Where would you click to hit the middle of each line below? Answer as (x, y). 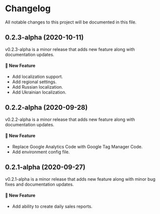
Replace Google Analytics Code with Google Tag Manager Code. (77, 146)
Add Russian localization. (37, 87)
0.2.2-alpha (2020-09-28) (46, 107)
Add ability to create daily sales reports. (52, 206)
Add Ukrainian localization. (39, 92)
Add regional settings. (34, 82)
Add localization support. (37, 76)
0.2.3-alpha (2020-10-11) (45, 37)
